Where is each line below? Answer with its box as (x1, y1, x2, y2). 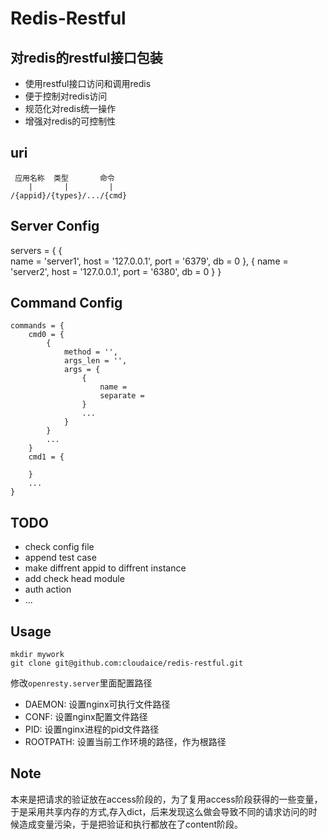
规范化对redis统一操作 (24, 103, 117, 114)
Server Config (10, 218, 100, 235)
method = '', (63, 347, 118, 357)
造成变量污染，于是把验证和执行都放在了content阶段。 (18, 818, 244, 830)
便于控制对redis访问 (24, 90, 108, 102)
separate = (99, 391, 145, 401)
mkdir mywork (10, 650, 65, 660)
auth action (24, 583, 72, 596)
